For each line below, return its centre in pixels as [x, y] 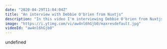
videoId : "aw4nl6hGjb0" [30, 28]
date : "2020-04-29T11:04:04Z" [37, 10]
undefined [16, 42]
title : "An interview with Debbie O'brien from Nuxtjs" [64, 14]
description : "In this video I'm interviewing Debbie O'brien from [77, 19]
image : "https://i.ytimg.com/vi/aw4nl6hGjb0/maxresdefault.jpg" [73, 24]
